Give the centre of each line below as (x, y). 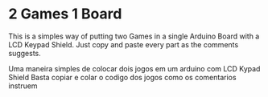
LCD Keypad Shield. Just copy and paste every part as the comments (124, 44)
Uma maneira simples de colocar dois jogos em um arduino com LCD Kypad (134, 68)
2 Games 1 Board (65, 14)
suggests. (25, 53)
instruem (23, 86)
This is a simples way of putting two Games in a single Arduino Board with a (134, 36)
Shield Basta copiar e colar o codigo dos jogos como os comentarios (122, 77)
